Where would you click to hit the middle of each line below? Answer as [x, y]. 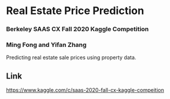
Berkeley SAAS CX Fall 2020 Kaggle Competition [77, 29]
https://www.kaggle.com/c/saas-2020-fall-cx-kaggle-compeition [85, 90]
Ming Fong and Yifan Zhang [46, 45]
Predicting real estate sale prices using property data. [71, 57]
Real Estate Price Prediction [75, 11]
